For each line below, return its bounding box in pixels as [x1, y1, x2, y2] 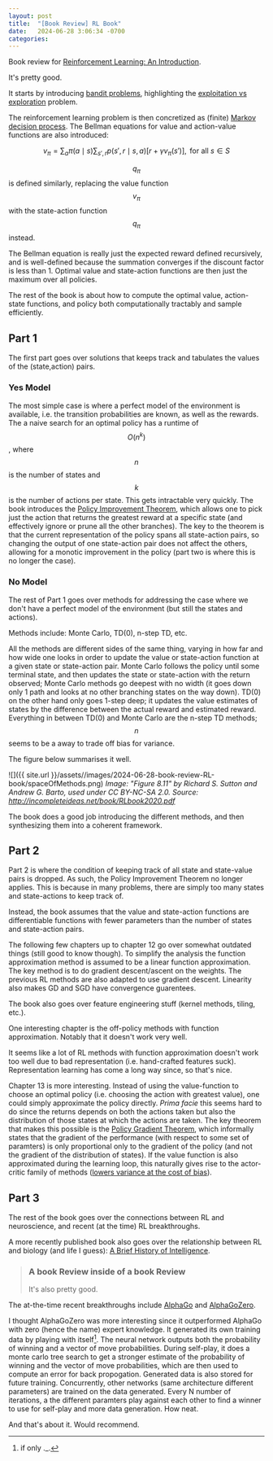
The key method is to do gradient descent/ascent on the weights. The [8, 966, 242, 976]
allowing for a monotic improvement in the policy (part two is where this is [8, 547, 256, 558]
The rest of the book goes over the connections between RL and [8, 1213, 225, 1223]
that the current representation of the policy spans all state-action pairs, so [8, 530, 260, 540]
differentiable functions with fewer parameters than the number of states [8, 916, 252, 925]
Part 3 [8, 1191, 40, 1205]
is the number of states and [8, 470, 101, 480]
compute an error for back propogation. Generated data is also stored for [8, 1369, 253, 1380]
